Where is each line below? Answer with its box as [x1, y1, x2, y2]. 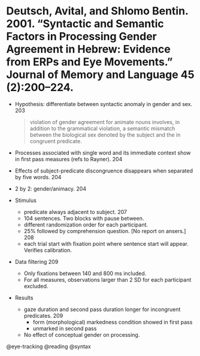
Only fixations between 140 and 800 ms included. [23, 270, 147, 277]
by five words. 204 [14, 173, 62, 180]
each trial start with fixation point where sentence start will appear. [23, 240, 189, 247]
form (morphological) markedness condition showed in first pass [32, 318, 193, 325]
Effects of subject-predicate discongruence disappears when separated [14, 167, 193, 174]
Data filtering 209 [14, 258, 59, 265]
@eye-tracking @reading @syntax [6, 343, 91, 350]
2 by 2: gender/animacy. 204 [14, 185, 87, 192]
